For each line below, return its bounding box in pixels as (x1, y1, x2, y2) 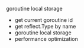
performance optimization (14, 36, 78, 42)
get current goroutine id (14, 17, 73, 23)
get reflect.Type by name (14, 23, 76, 30)
